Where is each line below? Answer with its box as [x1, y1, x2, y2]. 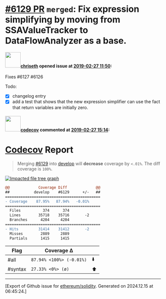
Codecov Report [5, 144, 74, 156]
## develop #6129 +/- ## [5, 189, 100, 194]
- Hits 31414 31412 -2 [5, 227, 90, 232]
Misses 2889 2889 [9, 231, 70, 236]
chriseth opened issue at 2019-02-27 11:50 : [20, 63, 112, 69]
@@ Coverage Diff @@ [5, 185, 100, 190]
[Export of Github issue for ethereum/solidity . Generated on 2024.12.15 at [5, 283, 154, 289]
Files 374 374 [9, 208, 70, 213]
